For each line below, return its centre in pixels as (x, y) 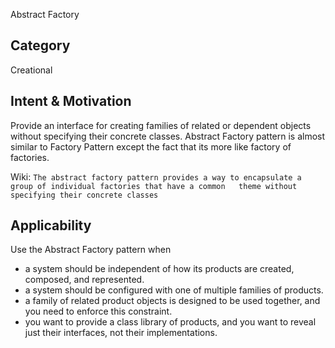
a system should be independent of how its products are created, (159, 269)
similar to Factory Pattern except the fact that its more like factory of (151, 146)
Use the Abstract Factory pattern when (91, 250)
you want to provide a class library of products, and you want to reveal (170, 322)
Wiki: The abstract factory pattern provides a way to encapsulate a (156, 176)
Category (40, 45)
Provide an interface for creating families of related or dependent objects (161, 125)
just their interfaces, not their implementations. (121, 333)
